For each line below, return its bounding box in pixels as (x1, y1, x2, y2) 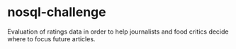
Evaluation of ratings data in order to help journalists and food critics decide (7, 27, 229, 36)
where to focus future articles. (7, 34, 96, 43)
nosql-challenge (7, 4, 106, 20)
